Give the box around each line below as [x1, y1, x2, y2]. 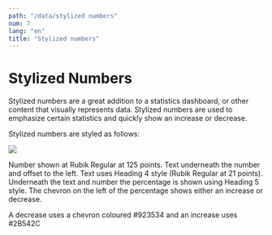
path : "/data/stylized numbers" [8, 11, 118, 20]
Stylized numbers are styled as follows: [8, 129, 140, 139]
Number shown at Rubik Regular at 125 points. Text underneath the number [8, 160, 261, 170]
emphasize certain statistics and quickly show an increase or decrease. [8, 113, 248, 123]
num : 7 [8, 19, 31, 28]
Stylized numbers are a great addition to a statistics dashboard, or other [8, 96, 249, 106]
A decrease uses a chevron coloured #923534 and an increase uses [8, 210, 238, 220]
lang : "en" [8, 27, 45, 35]
